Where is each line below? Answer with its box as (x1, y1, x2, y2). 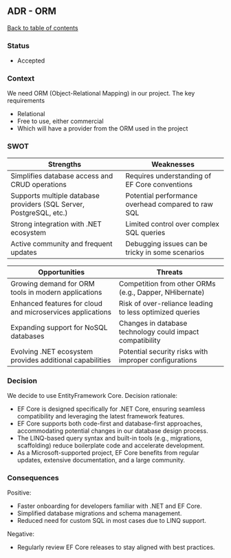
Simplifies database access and (10, 171, 113, 181)
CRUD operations (10, 179, 67, 189)
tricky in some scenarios (125, 247, 205, 257)
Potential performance (125, 190, 198, 200)
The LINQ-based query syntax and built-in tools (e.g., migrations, (16, 434, 203, 442)
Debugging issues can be (125, 238, 208, 248)
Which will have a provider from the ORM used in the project (16, 124, 188, 133)
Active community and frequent (10, 238, 113, 248)
